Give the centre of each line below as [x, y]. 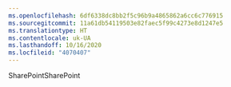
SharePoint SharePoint [44, 75]
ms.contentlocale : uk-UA [50, 38]
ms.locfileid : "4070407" [50, 53]
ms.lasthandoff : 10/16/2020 [55, 45]
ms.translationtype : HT [48, 30]
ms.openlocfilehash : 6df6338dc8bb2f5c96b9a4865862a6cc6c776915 [116, 16]
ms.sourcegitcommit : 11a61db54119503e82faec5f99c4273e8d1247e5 [116, 23]
